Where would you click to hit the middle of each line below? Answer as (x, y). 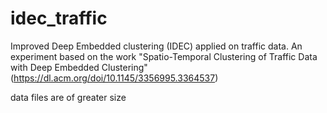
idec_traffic (59, 18)
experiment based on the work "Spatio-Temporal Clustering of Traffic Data (164, 56)
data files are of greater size (68, 97)
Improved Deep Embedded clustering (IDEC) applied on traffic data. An (156, 46)
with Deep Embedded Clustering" (79, 67)
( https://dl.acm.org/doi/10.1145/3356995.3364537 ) (114, 78)
